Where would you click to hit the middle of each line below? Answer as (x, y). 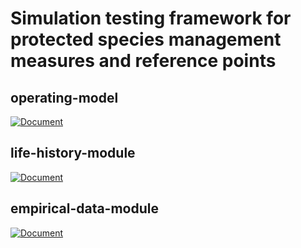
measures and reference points (143, 61)
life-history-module (73, 153)
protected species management (146, 39)
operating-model (64, 97)
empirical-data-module (84, 208)
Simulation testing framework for (151, 18)
